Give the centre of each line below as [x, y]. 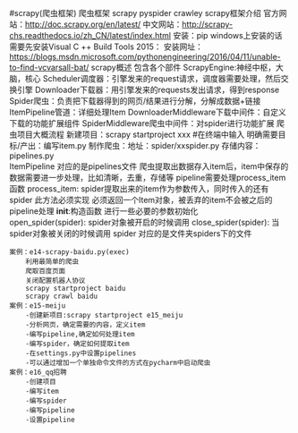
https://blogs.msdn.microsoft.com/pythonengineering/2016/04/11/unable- [145, 57]
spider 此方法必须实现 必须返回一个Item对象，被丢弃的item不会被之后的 [141, 200]
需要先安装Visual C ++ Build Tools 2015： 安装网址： [106, 47]
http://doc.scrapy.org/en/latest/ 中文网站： [104, 24]
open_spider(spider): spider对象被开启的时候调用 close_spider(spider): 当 [145, 222]
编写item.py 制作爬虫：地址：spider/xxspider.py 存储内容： [152, 145]
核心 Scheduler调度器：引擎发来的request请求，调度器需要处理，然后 [153, 78]
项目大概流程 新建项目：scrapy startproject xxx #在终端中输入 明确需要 [148, 134]
